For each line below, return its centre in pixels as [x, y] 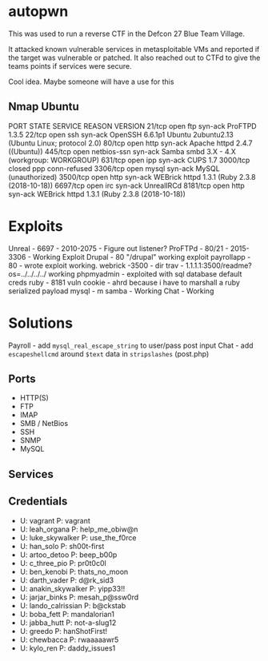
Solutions [41, 323]
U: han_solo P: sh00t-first [62, 546]
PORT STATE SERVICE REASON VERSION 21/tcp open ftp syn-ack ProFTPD [133, 125]
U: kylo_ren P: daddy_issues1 [68, 648]
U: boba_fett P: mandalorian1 [67, 614]
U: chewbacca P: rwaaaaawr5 [69, 639]
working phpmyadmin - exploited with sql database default [145, 273]
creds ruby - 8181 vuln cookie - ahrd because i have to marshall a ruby [124, 282]
